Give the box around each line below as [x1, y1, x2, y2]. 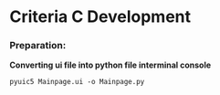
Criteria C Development [9, 6, 192, 27]
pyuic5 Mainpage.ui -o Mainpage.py [9, 78, 145, 87]
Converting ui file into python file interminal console [9, 59, 212, 70]
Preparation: [9, 39, 67, 52]
